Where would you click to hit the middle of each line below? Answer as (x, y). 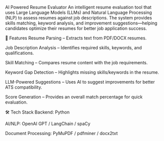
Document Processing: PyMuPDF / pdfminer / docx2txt (62, 133)
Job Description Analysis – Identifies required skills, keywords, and (74, 48)
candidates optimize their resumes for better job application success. (76, 28)
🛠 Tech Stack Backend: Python (38, 112)
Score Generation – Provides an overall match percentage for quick (74, 97)
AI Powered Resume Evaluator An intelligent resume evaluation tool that (78, 7)
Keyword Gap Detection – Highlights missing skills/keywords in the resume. (82, 72)
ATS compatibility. (24, 87)
